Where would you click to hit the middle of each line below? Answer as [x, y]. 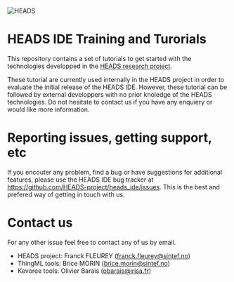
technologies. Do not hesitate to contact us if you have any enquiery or [110, 102]
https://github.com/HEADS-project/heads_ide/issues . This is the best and [113, 187]
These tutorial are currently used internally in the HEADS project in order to [116, 79]
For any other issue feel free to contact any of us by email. [92, 242]
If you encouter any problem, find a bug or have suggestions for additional [115, 172]
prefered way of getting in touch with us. [66, 194]
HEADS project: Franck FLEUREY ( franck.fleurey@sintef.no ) [104, 255]
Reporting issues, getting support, [110, 138]
